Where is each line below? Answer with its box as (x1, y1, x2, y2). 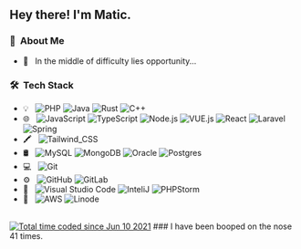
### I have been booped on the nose (152, 221, 293, 232)
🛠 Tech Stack (9, 78, 75, 91)
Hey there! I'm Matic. (9, 7, 132, 23)
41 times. (9, 230, 44, 241)
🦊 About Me (9, 35, 66, 47)
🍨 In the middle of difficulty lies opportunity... (22, 55, 197, 67)
